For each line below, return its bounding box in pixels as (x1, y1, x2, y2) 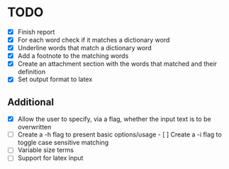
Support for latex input (17, 153, 84, 163)
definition (17, 68, 46, 76)
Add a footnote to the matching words (17, 52, 129, 60)
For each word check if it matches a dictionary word (17, 36, 170, 44)
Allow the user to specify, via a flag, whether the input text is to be (17, 115, 211, 124)
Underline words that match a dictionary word (17, 44, 152, 52)
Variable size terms (17, 146, 74, 154)
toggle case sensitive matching (17, 139, 109, 147)
